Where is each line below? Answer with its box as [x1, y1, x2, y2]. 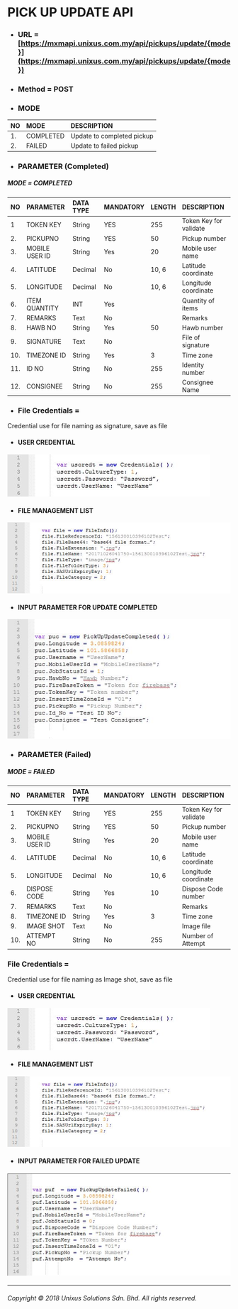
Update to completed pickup [70, 132, 154, 141]
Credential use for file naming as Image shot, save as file [7, 975, 173, 984]
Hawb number [181, 324, 224, 332]
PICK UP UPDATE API [7, 4, 134, 21]
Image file [181, 922, 211, 930]
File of [181, 333, 200, 342]
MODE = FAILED [7, 768, 55, 776]
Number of [181, 932, 214, 940]
